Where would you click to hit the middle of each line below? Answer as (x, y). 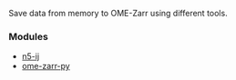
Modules (29, 36)
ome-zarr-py (46, 66)
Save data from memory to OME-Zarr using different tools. (118, 13)
